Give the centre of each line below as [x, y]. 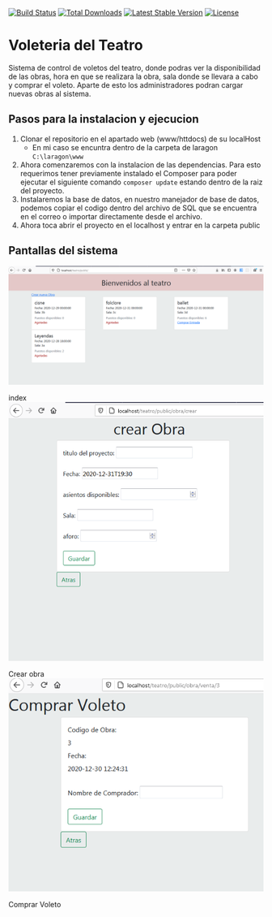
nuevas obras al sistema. [50, 93]
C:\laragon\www [57, 157]
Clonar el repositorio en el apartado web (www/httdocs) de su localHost [140, 139]
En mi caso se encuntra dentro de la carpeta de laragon [125, 147]
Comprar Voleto [35, 904]
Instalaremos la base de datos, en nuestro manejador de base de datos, [140, 199]
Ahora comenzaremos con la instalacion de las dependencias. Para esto [140, 164]
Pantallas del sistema [63, 251]
